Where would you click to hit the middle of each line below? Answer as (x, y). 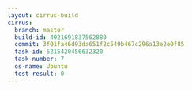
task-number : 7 (40, 59)
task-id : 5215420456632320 (59, 52)
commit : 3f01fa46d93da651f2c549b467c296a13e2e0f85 (100, 45)
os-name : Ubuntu (41, 67)
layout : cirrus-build (43, 15)
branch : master (40, 30)
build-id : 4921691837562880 (61, 37)
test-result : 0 (40, 74)
